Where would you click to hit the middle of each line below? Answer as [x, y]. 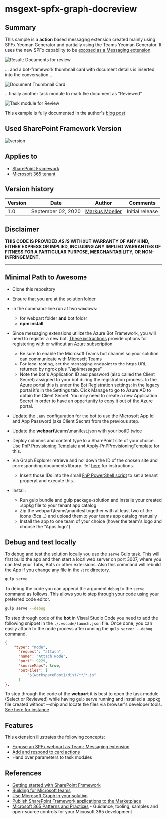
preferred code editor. [28, 599]
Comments [142, 203]
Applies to [21, 156]
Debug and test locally [41, 542]
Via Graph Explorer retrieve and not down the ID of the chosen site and [85, 460]
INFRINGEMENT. [23, 257]
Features [19, 725]
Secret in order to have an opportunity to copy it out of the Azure [86, 401]
